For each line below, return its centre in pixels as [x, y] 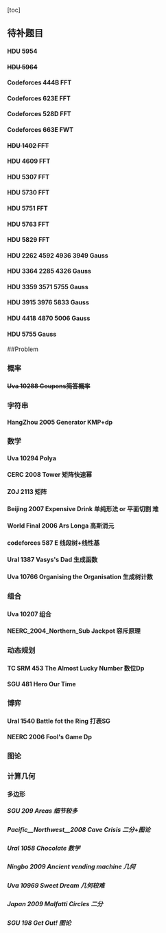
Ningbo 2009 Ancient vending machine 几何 [71, 867]
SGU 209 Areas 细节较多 [42, 811]
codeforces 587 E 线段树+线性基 [54, 543]
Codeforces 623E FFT [39, 98]
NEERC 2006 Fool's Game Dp [50, 737]
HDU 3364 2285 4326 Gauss [49, 271]
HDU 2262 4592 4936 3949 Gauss [58, 255]
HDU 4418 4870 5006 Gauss [49, 318]
